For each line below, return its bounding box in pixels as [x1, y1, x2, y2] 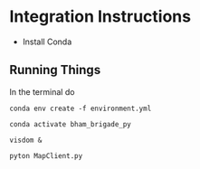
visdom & [9, 136, 43, 145]
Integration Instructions [9, 6, 192, 27]
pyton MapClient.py [9, 151, 83, 160]
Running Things [9, 62, 101, 78]
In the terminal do [9, 86, 75, 97]
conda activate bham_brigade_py [9, 119, 131, 128]
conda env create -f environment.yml [9, 104, 152, 113]
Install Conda [22, 36, 72, 47]
